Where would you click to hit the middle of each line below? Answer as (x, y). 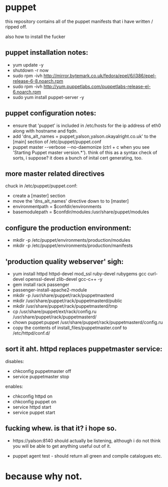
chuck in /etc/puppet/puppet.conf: (41, 186)
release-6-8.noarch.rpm (38, 81)
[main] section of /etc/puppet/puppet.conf (57, 142)
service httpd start (32, 407)
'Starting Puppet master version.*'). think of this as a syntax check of (85, 152)
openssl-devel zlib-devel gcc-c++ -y (64, 279)
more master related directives (55, 173)
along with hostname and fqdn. (45, 131)
